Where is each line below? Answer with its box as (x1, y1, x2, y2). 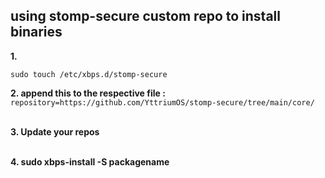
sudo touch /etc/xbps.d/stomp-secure (10, 69, 168, 79)
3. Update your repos (10, 125, 100, 138)
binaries (10, 24, 63, 41)
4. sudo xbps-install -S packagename (10, 155, 170, 168)
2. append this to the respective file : (10, 87, 166, 99)
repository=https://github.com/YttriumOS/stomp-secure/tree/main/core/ (10, 97, 315, 108)
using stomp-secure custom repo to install (10, 8, 281, 25)
